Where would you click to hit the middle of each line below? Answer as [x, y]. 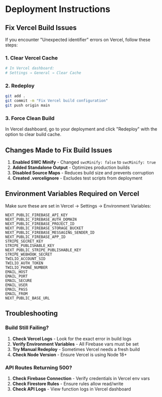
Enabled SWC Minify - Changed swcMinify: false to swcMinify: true [84, 162]
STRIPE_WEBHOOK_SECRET [29, 254]
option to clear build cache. [33, 134]
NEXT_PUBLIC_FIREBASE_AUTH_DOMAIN [41, 219]
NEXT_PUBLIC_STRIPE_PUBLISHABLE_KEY [43, 250]
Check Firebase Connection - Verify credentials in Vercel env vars [81, 378]
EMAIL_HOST [16, 272]
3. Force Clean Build [30, 118]
